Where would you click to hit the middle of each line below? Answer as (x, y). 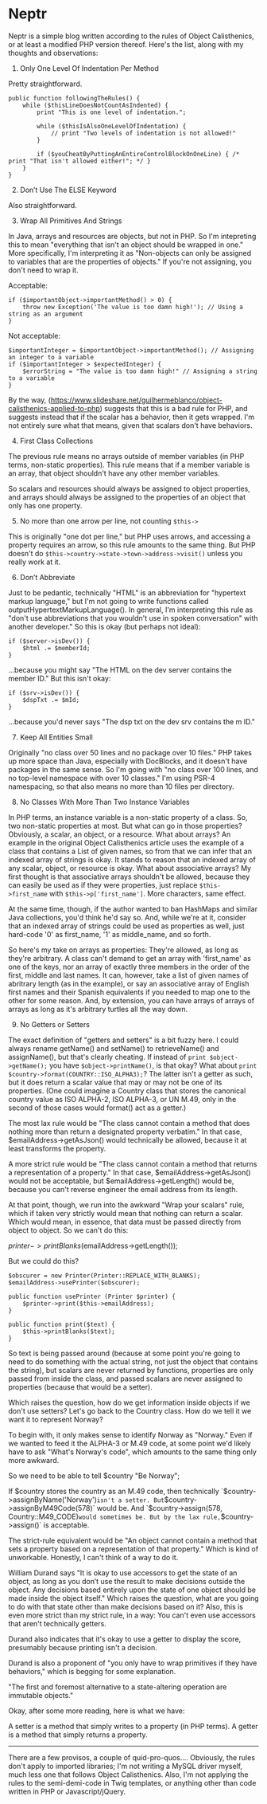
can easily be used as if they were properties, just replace (103, 884)
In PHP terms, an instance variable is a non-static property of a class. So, (128, 817)
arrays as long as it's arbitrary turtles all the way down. (98, 1009)
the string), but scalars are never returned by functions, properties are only (131, 1370)
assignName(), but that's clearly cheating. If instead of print (107, 1057)
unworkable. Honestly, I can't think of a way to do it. (93, 1557)
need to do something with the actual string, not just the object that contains (133, 1361)
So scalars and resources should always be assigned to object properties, (129, 488)
